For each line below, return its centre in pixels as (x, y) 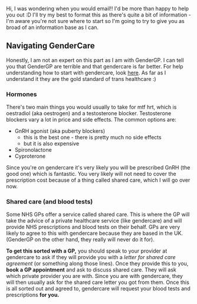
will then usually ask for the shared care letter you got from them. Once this (98, 282)
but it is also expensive (51, 143)
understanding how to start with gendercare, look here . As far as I (86, 73)
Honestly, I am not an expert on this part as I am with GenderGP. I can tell (95, 60)
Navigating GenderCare (51, 46)
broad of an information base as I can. (52, 27)
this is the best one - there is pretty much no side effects (92, 138)
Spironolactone (33, 150)
